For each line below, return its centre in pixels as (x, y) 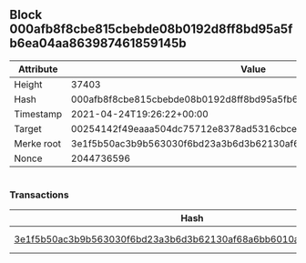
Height (28, 84)
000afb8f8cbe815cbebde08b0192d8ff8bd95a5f (151, 30)
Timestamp (38, 114)
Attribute (38, 69)
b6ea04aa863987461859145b (98, 43)
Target (28, 128)
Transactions (40, 195)
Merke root (38, 143)
